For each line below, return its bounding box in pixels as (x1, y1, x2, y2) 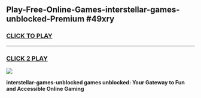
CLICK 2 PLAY (6, 54, 48, 62)
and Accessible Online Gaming (6, 85, 84, 92)
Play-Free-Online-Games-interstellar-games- (6, 5, 180, 15)
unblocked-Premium (6, 14, 85, 24)
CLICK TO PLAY (6, 32, 53, 40)
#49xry (86, 14, 115, 24)
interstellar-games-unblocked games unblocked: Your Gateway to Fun (6, 78, 185, 86)
